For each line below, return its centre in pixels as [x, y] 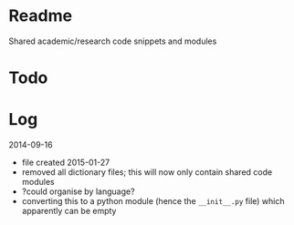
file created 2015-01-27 [66, 163]
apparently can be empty [69, 211]
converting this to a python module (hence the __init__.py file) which [153, 201]
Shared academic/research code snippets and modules [113, 41]
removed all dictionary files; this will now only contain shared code [147, 172]
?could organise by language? [78, 191]
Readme [41, 16]
